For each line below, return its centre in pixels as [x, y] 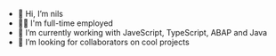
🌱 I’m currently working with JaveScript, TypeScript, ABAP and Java [142, 32]
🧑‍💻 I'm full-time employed [65, 23]
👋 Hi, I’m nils [41, 14]
